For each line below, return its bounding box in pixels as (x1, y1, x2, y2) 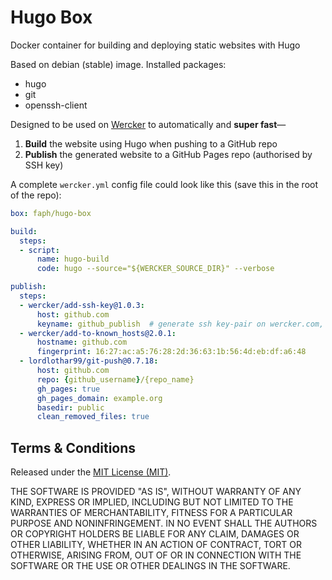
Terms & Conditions (10, 439, 137, 456)
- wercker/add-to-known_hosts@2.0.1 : (19, 328, 177, 338)
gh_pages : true (36, 384, 101, 394)
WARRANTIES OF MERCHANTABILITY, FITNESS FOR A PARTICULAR (10, 507, 293, 519)
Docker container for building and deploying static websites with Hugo (10, 39, 301, 51)
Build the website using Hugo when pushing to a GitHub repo (24, 137, 278, 150)
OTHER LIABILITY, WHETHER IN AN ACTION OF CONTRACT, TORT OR (10, 539, 302, 551)
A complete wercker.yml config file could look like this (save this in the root (10, 178, 319, 190)
